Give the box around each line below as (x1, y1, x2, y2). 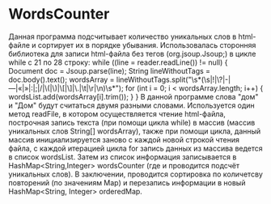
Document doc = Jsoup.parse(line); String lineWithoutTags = (8, 66, 211, 75)
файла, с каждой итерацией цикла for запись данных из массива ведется (8, 143, 263, 153)
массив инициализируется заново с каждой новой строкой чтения (8, 134, 240, 144)
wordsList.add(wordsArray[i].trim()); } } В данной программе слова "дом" (8, 91, 259, 101)
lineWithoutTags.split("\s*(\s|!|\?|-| (116, 74, 231, 84)
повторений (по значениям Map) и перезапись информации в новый (8, 177, 246, 187)
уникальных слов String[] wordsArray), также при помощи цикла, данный (8, 126, 261, 136)
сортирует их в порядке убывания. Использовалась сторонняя (37, 40, 256, 49)
